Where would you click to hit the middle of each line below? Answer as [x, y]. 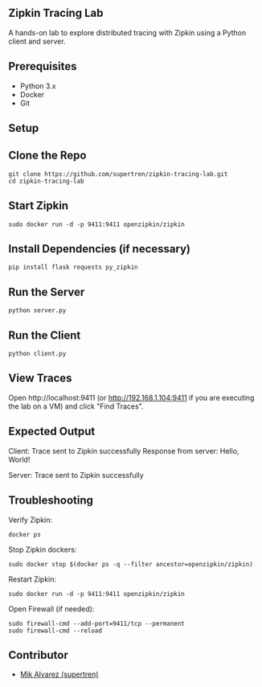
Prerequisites [43, 66]
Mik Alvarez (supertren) [59, 674]
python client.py [37, 354]
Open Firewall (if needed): [51, 609]
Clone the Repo [47, 156]
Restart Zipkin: [33, 579]
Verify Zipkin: [31, 520]
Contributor [38, 655]
